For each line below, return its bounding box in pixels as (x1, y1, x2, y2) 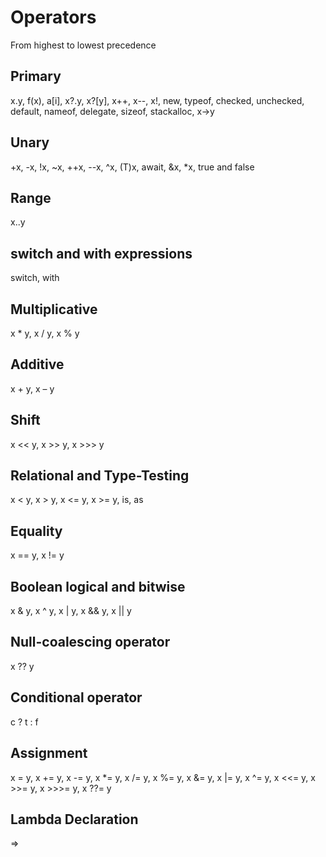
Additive (10, 356, 65, 373)
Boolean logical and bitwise (10, 578, 186, 595)
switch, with (10, 272, 60, 284)
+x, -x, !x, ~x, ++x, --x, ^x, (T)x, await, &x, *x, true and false (10, 161, 255, 173)
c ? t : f (10, 716, 39, 728)
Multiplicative (10, 301, 98, 318)
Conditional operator (10, 689, 143, 706)
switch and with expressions (10, 245, 193, 262)
